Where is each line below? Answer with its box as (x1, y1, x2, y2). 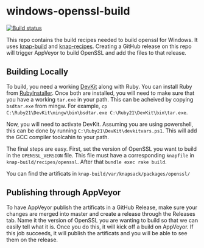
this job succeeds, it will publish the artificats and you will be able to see (6, 229, 188, 236)
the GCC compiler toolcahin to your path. (6, 133, 110, 140)
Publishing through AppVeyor (6, 187, 121, 198)
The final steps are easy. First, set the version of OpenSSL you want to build (6, 145, 197, 153)
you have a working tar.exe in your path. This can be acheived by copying (6, 95, 194, 103)
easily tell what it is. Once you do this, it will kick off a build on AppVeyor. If (6, 223, 194, 230)
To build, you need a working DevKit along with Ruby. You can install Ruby (6, 83, 192, 90)
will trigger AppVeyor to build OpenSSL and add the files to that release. (6, 49, 187, 56)
